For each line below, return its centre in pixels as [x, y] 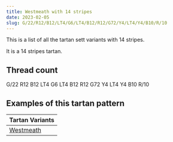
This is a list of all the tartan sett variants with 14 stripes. [75, 40]
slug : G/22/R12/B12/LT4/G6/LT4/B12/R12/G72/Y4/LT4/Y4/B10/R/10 [87, 23]
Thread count [32, 70]
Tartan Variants [32, 120]
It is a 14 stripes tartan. [34, 51]
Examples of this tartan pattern [65, 103]
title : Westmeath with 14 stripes [49, 12]
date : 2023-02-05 [28, 17]
